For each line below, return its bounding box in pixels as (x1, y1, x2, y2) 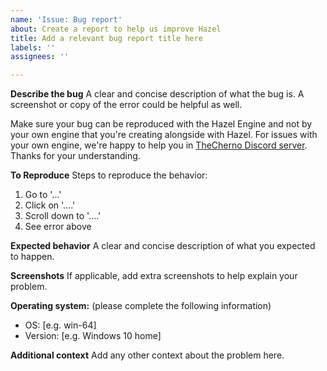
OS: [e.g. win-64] (24, 319, 97, 331)
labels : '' (10, 42, 56, 53)
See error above (24, 221, 92, 233)
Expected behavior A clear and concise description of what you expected (10, 240, 316, 252)
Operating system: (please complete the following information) (10, 300, 272, 312)
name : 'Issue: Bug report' (10, 14, 123, 25)
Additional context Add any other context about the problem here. (10, 349, 285, 361)
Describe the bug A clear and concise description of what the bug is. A (10, 88, 305, 100)
